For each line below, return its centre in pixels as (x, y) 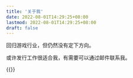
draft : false (22, 28)
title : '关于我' (25, 11)
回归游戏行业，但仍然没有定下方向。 (50, 45)
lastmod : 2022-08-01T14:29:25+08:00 (51, 22)
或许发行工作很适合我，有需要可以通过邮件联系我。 (68, 58)
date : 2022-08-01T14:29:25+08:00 (47, 17)
